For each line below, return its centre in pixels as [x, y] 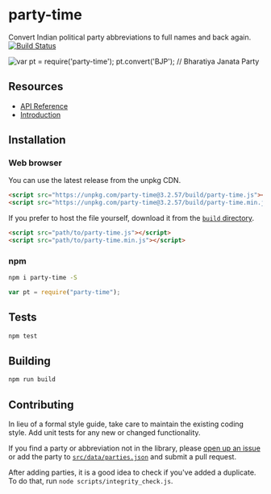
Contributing [41, 405]
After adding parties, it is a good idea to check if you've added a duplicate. [132, 472]
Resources [36, 87]
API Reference [44, 106]
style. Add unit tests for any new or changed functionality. [104, 433]
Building [29, 361]
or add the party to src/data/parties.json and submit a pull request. [122, 457]
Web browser [35, 163]
